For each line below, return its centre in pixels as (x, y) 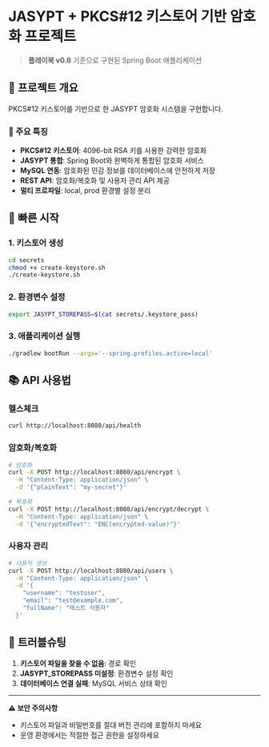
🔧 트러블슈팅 (37, 642)
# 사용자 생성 (28, 563)
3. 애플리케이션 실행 (44, 336)
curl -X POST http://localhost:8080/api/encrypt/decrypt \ (109, 509)
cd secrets (26, 260)
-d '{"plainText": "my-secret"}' (71, 487)
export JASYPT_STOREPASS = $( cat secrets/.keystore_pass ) (103, 314)
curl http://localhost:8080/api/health (75, 426)
